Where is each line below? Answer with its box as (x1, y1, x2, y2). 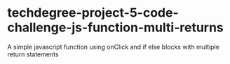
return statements (7, 50, 59, 58)
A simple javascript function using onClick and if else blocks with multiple (7, 42, 219, 51)
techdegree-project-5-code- (7, 5, 179, 21)
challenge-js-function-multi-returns (7, 19, 224, 35)
